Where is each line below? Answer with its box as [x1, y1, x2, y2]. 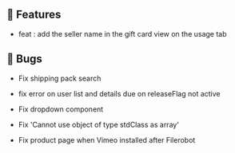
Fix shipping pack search [18, 73, 102, 83]
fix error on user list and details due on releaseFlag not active [18, 88, 221, 98]
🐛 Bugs [6, 53, 42, 66]
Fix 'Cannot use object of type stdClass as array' [18, 120, 180, 129]
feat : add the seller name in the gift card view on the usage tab [18, 29, 228, 38]
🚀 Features [6, 8, 62, 22]
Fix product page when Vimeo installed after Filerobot [18, 135, 196, 144]
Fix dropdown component [18, 104, 104, 114]
